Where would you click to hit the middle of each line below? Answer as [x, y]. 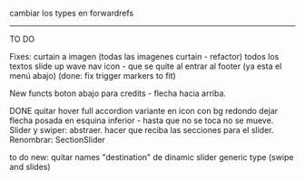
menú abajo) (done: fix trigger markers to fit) [93, 76]
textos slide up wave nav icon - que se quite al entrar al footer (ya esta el [146, 66]
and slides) [30, 167]
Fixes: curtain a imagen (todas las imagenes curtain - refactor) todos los [144, 57]
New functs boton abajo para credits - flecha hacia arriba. [118, 93]
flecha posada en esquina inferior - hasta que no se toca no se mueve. [142, 120]
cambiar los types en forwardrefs [72, 13]
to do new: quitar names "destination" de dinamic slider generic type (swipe [152, 157]
